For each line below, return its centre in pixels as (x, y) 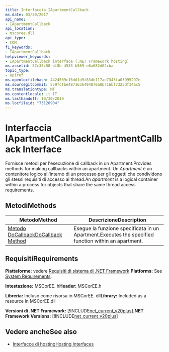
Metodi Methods (31, 206)
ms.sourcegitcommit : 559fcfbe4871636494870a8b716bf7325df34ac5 (73, 84)
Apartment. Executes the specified (114, 234)
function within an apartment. (108, 241)
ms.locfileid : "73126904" (32, 103)
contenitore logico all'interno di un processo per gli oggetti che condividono (84, 174)
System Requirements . (29, 276)
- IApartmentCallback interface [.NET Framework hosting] (67, 61)
